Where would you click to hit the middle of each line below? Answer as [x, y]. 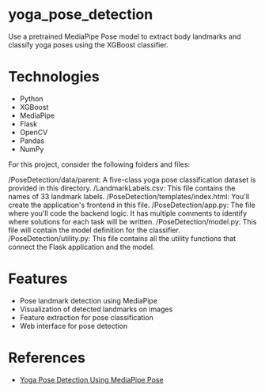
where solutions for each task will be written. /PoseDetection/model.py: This [132, 221]
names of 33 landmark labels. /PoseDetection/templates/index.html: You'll [129, 196]
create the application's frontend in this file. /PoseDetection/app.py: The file [132, 205]
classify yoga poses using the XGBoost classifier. [88, 44]
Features [38, 279]
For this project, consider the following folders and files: [99, 164]
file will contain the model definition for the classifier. [94, 230]
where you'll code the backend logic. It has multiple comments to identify [128, 213]
